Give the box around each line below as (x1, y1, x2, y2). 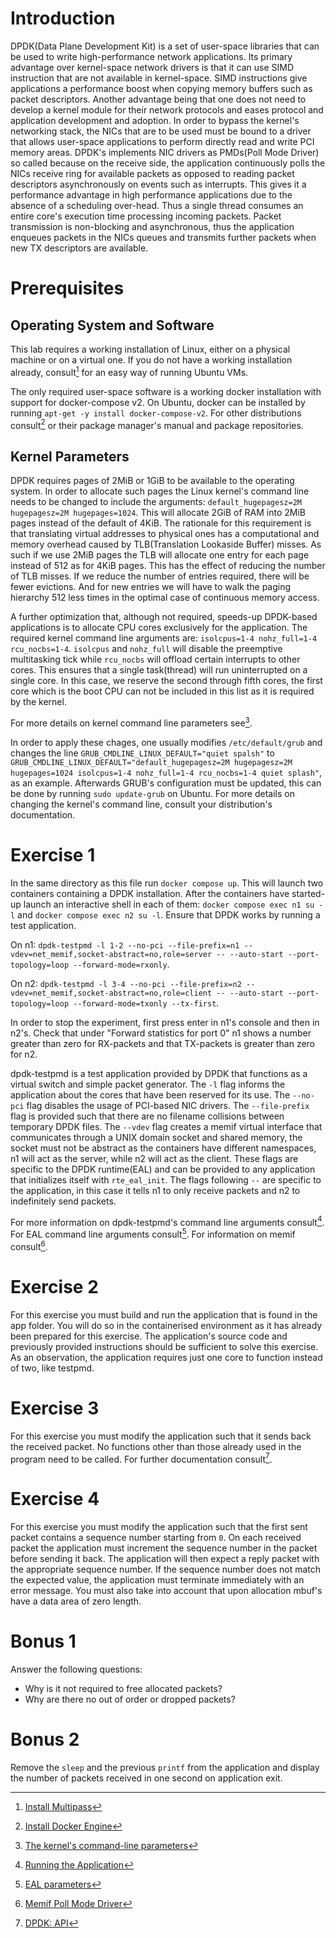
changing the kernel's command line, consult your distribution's (10, 798, 273, 810)
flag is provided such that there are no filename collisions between (10, 1110, 285, 1122)
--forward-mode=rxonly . (73, 958, 170, 970)
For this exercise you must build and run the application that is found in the (10, 1308, 318, 1321)
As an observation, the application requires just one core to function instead (10, 1351, 323, 1363)
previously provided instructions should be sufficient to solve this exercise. (10, 1340, 319, 1352)
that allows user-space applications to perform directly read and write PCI (10, 135, 315, 147)
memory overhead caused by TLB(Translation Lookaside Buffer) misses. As (10, 538, 322, 551)
